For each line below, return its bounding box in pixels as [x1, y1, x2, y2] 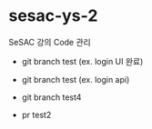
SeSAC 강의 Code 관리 [8, 36, 92, 47]
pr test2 [21, 109, 52, 120]
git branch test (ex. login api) [21, 74, 130, 84]
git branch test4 [21, 92, 82, 103]
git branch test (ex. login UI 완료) [21, 55, 144, 66]
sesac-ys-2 [8, 5, 98, 26]
